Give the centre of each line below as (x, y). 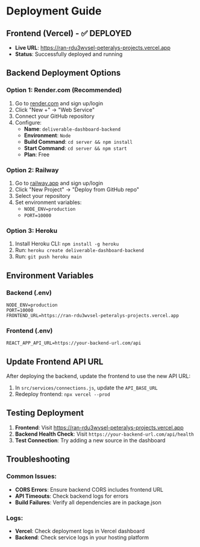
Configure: (28, 122)
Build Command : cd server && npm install (78, 141)
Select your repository (42, 196)
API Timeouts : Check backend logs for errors (71, 496)
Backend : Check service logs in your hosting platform (82, 537)
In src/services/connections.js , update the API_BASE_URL (86, 388)
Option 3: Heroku (32, 230)
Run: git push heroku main (48, 256)
